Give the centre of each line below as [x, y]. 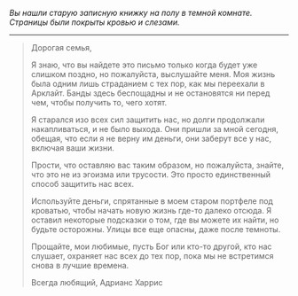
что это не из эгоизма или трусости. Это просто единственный [150, 175]
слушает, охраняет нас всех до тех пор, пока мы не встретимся [152, 256]
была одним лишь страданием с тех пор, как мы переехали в [148, 84]
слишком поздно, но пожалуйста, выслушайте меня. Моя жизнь [153, 74]
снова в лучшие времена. [80, 265]
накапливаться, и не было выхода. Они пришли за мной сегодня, [155, 129]
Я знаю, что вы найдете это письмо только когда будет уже [144, 65]
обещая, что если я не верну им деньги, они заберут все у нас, [151, 138]
